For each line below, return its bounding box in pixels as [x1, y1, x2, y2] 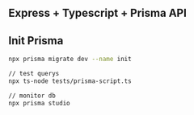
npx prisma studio [8, 99, 70, 107]
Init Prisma [8, 34, 64, 47]
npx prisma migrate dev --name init [8, 55, 132, 64]
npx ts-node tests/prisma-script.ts [8, 76, 132, 85]
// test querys [8, 70, 60, 78]
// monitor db [8, 92, 57, 100]
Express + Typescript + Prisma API [8, 6, 188, 20]
